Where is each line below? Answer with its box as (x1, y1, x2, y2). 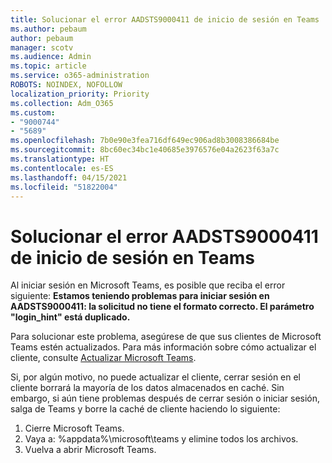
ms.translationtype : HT (10, 154, 110, 164)
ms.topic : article (10, 61, 87, 71)
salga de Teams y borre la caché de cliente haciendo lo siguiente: (10, 403, 281, 415)
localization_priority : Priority (10, 89, 150, 99)
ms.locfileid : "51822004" (10, 182, 118, 192)
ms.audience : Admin (10, 52, 92, 62)
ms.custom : (10, 107, 56, 118)
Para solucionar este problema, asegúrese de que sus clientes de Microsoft (10, 331, 322, 343)
